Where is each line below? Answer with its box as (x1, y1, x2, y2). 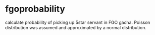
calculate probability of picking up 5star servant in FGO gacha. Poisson (5, 19, 151, 25)
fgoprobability (5, 3, 65, 15)
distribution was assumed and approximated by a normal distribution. (5, 24, 147, 30)
